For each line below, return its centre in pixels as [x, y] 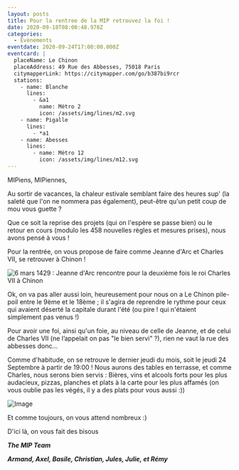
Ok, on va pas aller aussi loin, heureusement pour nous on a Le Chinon [111, 294]
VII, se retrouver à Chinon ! [47, 259]
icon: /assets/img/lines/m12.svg [89, 160]
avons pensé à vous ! [38, 237]
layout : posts [28, 14]
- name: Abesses [44, 140]
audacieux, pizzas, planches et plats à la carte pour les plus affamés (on [113, 382]
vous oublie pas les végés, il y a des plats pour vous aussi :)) [96, 390]
